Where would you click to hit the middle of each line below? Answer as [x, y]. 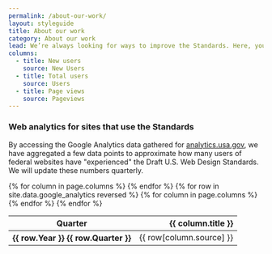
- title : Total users [52, 76]
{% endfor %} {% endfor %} [55, 203]
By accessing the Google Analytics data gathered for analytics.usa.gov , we [134, 144]
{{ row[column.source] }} [186, 237]
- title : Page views [50, 91]
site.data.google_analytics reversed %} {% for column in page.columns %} [133, 194]
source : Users [47, 83]
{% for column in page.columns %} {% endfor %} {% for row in [114, 186]
